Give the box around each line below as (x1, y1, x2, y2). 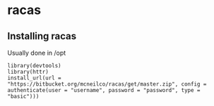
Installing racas (7, 30, 77, 42)
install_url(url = (7, 74, 61, 81)
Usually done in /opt (7, 48, 66, 57)
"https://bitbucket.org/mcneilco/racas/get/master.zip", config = (7, 81, 207, 88)
